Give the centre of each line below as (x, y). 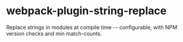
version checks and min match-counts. (54, 33)
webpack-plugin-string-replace (86, 11)
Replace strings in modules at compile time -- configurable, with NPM (92, 27)
